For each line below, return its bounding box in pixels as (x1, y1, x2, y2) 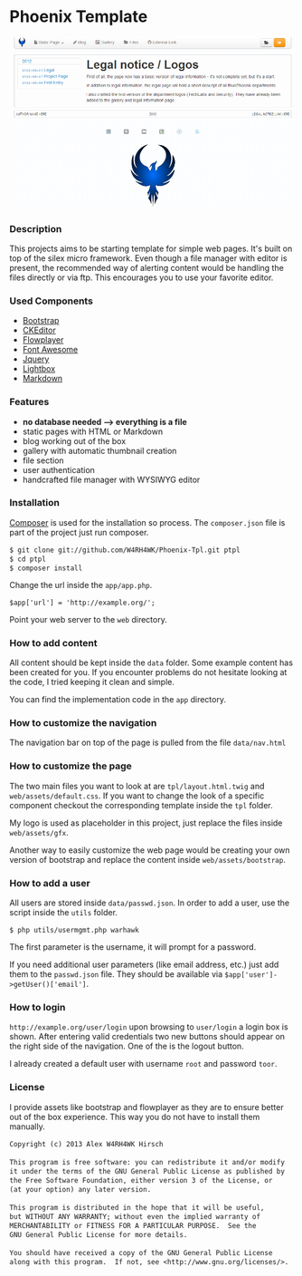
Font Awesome (22, 344, 79, 355)
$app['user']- (224, 971, 278, 980)
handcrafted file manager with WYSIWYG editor (22, 474, 201, 485)
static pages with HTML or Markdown (22, 426, 164, 437)
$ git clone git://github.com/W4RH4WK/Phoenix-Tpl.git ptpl (9, 546, 241, 555)
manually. (9, 1121, 45, 1132)
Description (9, 222, 62, 235)
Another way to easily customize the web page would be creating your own (9, 845, 291, 855)
